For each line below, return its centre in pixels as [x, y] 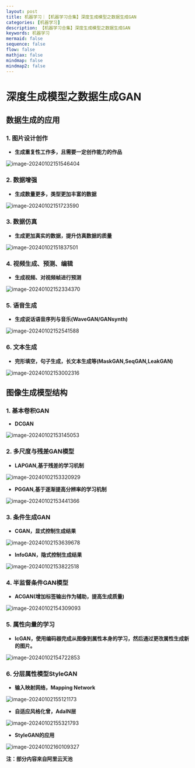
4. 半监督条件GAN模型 [37, 582]
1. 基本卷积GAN [28, 411]
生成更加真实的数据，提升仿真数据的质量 [63, 235]
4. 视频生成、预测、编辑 [39, 263]
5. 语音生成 [22, 306]
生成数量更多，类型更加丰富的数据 [55, 194]
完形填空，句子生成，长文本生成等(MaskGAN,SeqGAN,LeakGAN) [94, 361]
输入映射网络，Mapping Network [55, 687]
